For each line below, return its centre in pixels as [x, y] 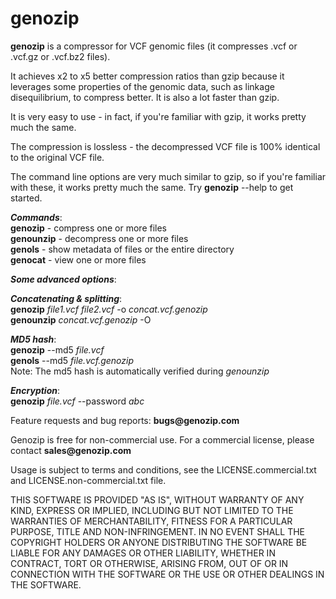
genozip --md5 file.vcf [57, 349]
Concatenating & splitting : [66, 298]
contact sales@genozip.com [71, 450]
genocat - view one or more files [78, 259]
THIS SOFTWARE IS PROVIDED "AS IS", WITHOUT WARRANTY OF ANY [157, 499]
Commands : [36, 217]
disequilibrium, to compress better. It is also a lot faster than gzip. [145, 97]
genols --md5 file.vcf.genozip [72, 360]
